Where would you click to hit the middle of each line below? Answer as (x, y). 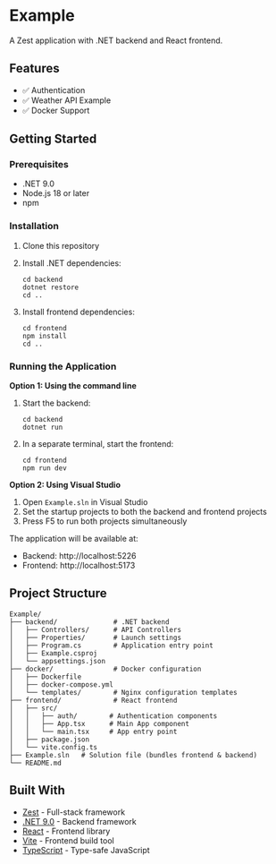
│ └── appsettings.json (57, 661)
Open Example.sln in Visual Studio (85, 502)
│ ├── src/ (33, 708)
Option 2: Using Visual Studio (65, 485)
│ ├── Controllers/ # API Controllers (95, 629)
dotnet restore (50, 287)
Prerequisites (39, 165)
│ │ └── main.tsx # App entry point (93, 731)
